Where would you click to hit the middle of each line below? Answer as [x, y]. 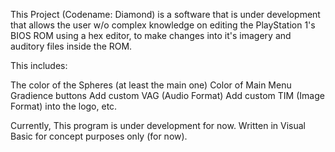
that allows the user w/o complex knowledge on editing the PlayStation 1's [163, 25]
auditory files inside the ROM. [71, 46]
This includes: [39, 65]
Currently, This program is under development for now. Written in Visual [158, 125]
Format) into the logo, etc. [64, 106]
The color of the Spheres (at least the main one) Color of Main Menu [151, 85]
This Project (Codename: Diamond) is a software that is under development [165, 14]
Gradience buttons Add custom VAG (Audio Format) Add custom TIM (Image [167, 95]
